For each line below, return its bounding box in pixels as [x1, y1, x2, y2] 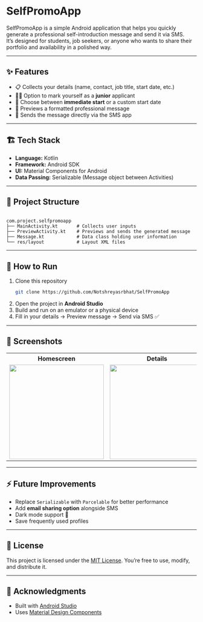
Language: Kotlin [14, 154, 59, 162]
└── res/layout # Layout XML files [6, 239, 126, 246]
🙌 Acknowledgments [6, 586, 86, 597]
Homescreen [37, 354, 76, 362]
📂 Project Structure [6, 197, 80, 207]
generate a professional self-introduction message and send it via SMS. [6, 30, 185, 38]
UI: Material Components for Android [14, 167, 108, 174]
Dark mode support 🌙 [14, 511, 69, 518]
